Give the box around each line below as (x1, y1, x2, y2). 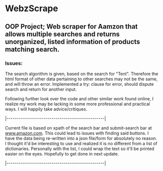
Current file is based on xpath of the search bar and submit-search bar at (5, 125, 152, 131)
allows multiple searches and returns (5, 30, 120, 38)
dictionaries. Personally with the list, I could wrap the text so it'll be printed (5, 146, 155, 152)
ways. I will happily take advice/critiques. (5, 106, 88, 112)
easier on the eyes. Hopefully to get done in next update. (5, 151, 119, 156)
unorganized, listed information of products (5, 38, 140, 46)
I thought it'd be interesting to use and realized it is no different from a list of (5, 140, 158, 146)
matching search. (5, 45, 60, 54)
